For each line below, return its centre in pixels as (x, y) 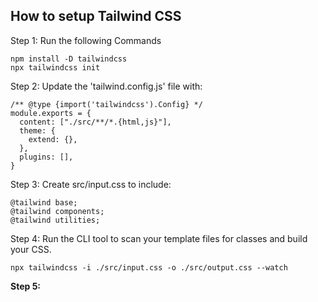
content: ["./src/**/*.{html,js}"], (95, 122)
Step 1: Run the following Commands (86, 40)
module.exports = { (51, 113)
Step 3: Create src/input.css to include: (91, 184)
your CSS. (31, 249)
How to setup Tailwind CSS (96, 16)
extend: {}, (53, 139)
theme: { (37, 130)
